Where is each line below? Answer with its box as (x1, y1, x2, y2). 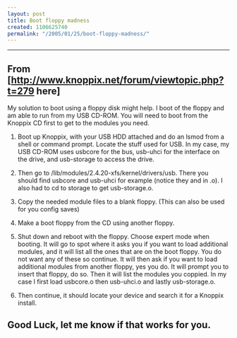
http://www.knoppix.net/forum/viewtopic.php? (11, 74, 224, 86)
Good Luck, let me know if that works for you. (7, 319, 212, 331)
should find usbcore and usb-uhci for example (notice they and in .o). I (17, 176, 224, 185)
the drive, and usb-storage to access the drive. (17, 155, 154, 163)
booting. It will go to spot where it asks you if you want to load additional (17, 240, 229, 248)
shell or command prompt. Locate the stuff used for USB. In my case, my (17, 140, 230, 148)
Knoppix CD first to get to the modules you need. (7, 119, 150, 127)
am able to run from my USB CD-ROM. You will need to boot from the (7, 111, 208, 120)
